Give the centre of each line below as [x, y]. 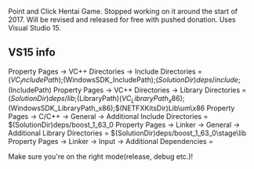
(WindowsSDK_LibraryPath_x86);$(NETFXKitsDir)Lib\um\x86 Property [122, 108]
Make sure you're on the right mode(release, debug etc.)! [101, 156]
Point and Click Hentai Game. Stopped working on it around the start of [123, 11]
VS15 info [32, 53]
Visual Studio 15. [34, 28]
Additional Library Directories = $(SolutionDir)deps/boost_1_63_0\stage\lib [127, 133]
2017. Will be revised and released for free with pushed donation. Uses [122, 20]
